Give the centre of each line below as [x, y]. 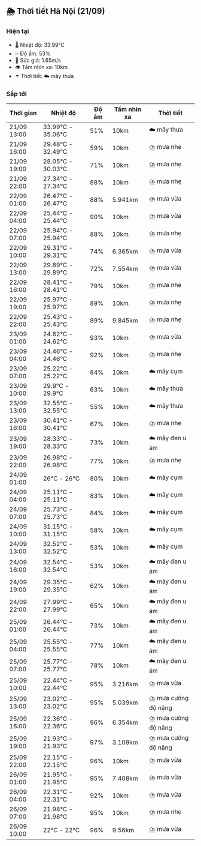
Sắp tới [16, 94]
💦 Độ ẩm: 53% [33, 53]
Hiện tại [18, 31]
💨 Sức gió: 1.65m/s [38, 60]
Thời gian [23, 113]
